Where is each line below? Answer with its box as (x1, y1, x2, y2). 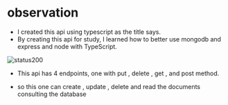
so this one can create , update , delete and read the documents (17, 82, 201, 90)
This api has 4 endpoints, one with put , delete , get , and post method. (17, 69, 220, 77)
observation (7, 5, 79, 21)
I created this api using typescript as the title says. (17, 28, 161, 36)
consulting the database (17, 90, 87, 98)
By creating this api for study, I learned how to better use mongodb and (17, 35, 222, 43)
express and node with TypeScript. (17, 42, 118, 50)
